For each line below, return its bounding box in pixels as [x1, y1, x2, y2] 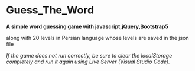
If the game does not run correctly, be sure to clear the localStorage [6, 52, 173, 59]
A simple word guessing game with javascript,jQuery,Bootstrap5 [6, 23, 168, 30]
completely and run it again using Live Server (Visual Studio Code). [6, 58, 170, 65]
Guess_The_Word [6, 4, 95, 17]
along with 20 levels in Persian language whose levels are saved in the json [6, 34, 189, 41]
